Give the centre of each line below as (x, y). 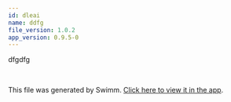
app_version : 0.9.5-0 (44, 37)
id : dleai (24, 15)
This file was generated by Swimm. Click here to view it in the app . (116, 90)
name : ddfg (26, 23)
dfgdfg (19, 60)
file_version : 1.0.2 (42, 30)
